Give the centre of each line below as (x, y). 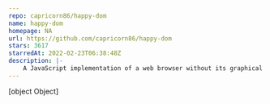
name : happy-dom (36, 23)
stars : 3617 (28, 46)
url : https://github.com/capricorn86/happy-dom (90, 38)
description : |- (36, 61)
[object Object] (34, 91)
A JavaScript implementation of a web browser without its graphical (143, 69)
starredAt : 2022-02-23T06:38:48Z (65, 53)
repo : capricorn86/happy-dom (58, 16)
